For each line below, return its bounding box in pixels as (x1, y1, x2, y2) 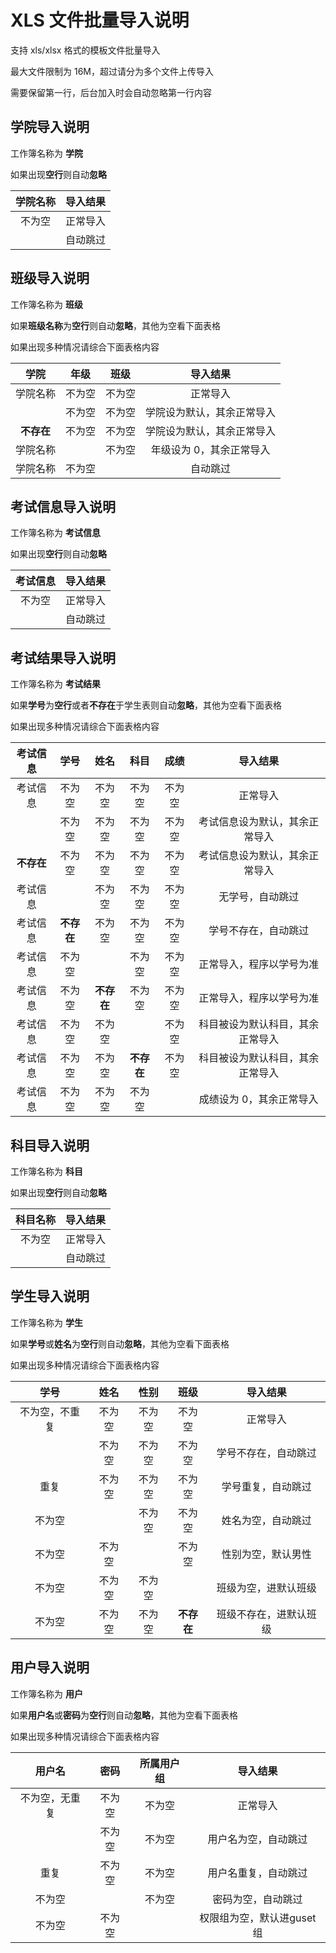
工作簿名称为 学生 (10, 1316, 83, 1328)
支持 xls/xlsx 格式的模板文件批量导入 (10, 44, 161, 56)
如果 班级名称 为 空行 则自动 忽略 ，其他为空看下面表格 (10, 319, 221, 331)
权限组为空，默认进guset (199, 1911, 317, 1925)
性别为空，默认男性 (221, 1547, 312, 1561)
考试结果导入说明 (10, 649, 116, 666)
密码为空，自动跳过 (212, 1892, 303, 1906)
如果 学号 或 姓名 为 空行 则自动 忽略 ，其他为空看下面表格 (10, 1337, 230, 1350)
